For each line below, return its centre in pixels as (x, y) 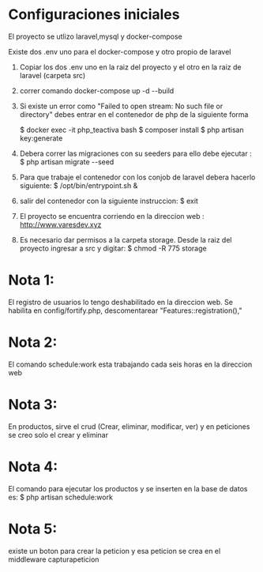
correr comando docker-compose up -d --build (97, 90)
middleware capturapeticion (54, 559)
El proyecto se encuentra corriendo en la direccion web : (112, 216)
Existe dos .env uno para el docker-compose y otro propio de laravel (120, 51)
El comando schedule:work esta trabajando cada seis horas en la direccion (130, 364)
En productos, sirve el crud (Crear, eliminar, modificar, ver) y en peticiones (129, 426)
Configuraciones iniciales (94, 15)
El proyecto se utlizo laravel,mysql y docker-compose (96, 36)
